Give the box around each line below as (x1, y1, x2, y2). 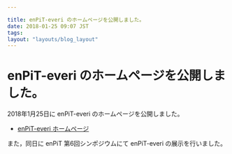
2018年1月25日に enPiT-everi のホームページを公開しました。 (7, 109, 184, 118)
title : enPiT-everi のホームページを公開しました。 (7, 16, 145, 23)
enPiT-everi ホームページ (17, 125, 89, 133)
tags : (7, 29, 23, 36)
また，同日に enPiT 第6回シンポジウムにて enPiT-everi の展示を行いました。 (7, 139, 227, 148)
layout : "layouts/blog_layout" (7, 36, 99, 43)
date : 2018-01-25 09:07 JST (7, 22, 89, 30)
